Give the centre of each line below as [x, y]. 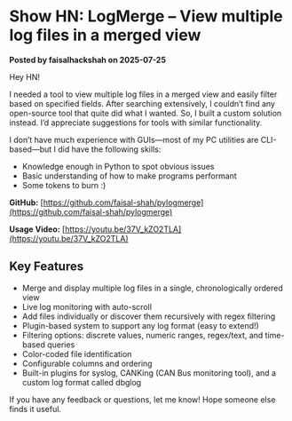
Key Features [47, 267]
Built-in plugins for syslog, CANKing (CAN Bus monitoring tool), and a [149, 373]
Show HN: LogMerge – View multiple [146, 16]
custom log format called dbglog [82, 382]
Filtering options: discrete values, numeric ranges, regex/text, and [142, 335]
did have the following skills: [109, 149]
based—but [31, 149]
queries [61, 345]
